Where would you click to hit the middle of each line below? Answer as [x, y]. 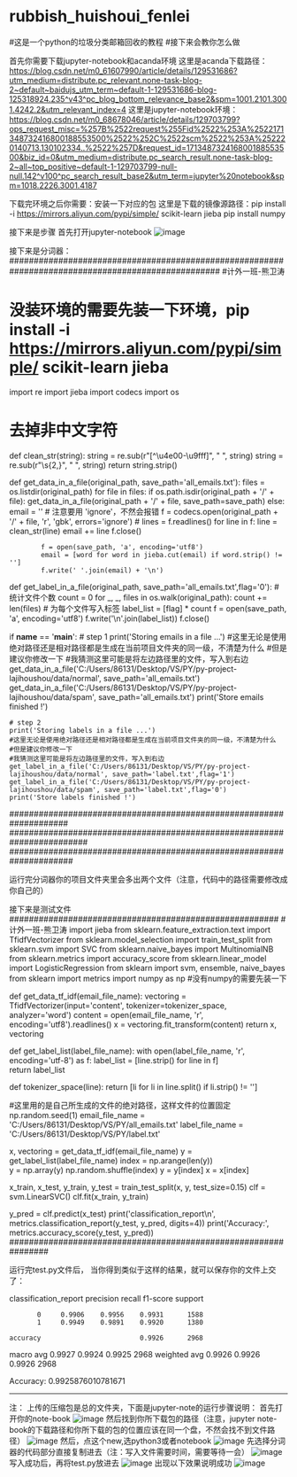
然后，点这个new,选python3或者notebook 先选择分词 [173, 1441]
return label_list [37, 1069]
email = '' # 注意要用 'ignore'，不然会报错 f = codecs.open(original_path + [144, 511]
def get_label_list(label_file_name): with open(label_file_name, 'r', [127, 1051]
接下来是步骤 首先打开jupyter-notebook [81, 231]
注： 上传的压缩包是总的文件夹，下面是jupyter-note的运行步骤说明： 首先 [142, 1407]
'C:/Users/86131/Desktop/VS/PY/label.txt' [85, 1134]
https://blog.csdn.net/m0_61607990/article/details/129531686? [123, 70]
